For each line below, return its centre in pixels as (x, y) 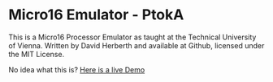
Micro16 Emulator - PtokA (96, 15)
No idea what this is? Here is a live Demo (77, 69)
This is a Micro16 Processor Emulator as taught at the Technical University (132, 37)
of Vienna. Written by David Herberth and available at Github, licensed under (136, 45)
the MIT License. (37, 54)
